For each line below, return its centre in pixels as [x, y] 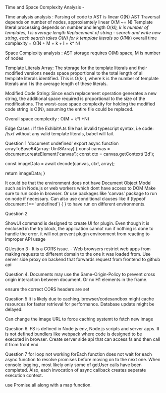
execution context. [24, 375]
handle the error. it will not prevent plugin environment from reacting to [78, 234]
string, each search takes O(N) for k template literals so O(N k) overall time [81, 38]
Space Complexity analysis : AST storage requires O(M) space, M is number [83, 53]
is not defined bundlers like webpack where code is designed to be [74, 334]
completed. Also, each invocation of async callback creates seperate [76, 370]
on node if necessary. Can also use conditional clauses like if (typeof [76, 199]
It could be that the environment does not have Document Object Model [79, 183]
